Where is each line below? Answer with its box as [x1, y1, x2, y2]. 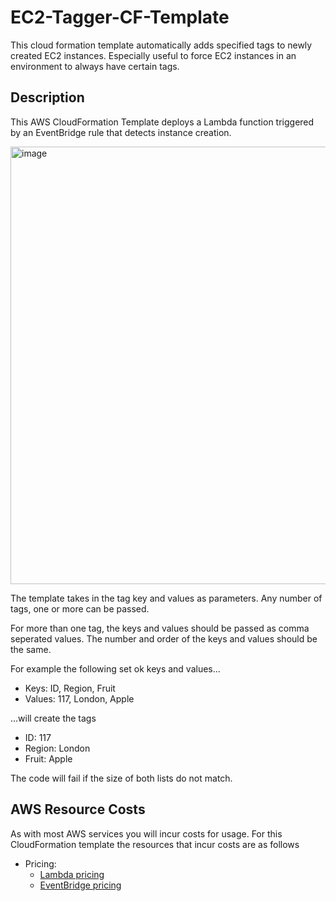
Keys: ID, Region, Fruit [24, 682, 116, 694]
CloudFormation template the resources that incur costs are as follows [10, 838, 300, 850]
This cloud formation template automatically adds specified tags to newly [10, 39, 313, 51]
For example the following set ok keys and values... [10, 662, 221, 675]
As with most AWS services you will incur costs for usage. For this [10, 827, 283, 840]
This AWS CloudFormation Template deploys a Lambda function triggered [10, 116, 315, 128]
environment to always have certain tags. [10, 60, 180, 72]
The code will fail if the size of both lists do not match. [10, 772, 233, 784]
